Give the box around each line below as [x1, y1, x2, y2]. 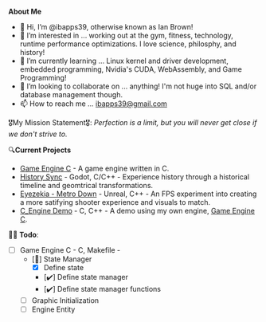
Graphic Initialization [31, 296, 100, 305]
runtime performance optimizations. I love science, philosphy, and [19, 39, 237, 49]
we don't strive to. [8, 129, 68, 139]
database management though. [19, 90, 123, 99]
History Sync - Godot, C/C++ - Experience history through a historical [19, 172, 249, 182]
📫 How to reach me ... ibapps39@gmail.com [19, 99, 167, 108]
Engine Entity [31, 304, 76, 314]
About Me [8, 7, 42, 16]
